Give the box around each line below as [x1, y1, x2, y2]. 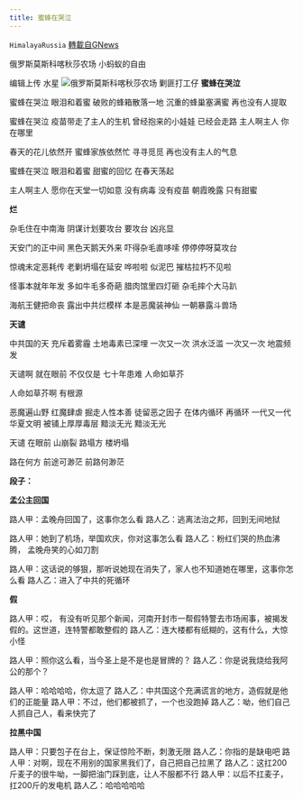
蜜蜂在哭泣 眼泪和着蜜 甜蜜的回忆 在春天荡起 [9, 165, 174, 176]
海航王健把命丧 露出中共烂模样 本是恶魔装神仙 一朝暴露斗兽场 [9, 299, 237, 310]
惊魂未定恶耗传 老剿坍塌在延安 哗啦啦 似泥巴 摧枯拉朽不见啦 [9, 261, 232, 271]
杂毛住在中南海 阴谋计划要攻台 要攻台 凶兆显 [9, 223, 174, 234]
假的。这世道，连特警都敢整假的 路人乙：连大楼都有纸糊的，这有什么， [9, 624, 272, 635]
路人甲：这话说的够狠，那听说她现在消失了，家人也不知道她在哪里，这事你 [9, 563, 286, 574]
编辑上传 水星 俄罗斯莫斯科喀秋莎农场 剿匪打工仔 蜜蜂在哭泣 [9, 78, 241, 88]
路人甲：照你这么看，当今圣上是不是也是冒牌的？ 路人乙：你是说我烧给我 [9, 655, 280, 666]
